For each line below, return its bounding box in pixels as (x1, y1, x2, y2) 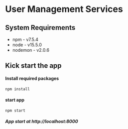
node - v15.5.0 (12, 42, 42, 48)
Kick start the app (5, 61, 62, 70)
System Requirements (5, 23, 76, 32)
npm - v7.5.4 (12, 36, 39, 42)
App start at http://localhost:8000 (5, 119, 78, 125)
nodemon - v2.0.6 (12, 47, 50, 53)
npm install (5, 86, 30, 92)
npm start (5, 108, 26, 113)
